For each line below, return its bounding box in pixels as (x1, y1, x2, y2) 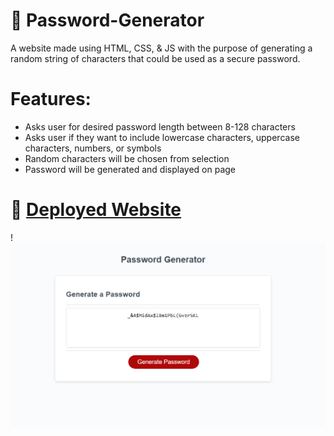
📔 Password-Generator (10, 9, 205, 32)
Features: (10, 88, 92, 111)
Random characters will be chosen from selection (24, 152, 230, 164)
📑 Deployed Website (10, 199, 182, 221)
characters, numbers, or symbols (24, 142, 162, 154)
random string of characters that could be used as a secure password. (10, 52, 301, 64)
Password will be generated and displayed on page (24, 163, 236, 175)
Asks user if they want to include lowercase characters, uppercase (24, 131, 300, 143)
